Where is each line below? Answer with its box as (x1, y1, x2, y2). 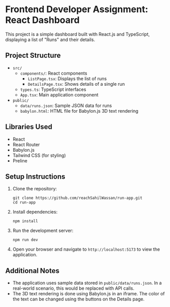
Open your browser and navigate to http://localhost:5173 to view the (12, 246, 160, 252)
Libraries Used (5, 123, 52, 131)
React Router (12, 141, 40, 148)
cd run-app (12, 200, 36, 205)
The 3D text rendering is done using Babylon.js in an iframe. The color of (12, 291, 165, 297)
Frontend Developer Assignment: (5, 4, 148, 15)
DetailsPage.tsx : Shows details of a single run (27, 81, 125, 87)
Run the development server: (12, 227, 74, 234)
